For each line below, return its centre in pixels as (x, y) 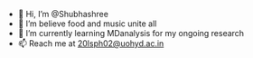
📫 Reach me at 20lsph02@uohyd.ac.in (91, 43)
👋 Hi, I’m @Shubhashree (63, 14)
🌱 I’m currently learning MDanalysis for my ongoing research (131, 33)
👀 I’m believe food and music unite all (87, 24)
